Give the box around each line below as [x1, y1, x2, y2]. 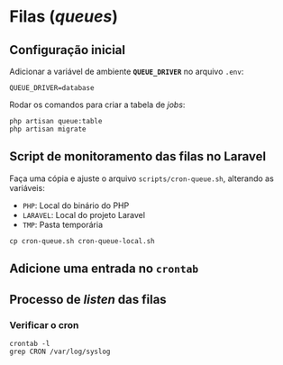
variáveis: [9, 182, 45, 193]
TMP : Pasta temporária [22, 219, 104, 230]
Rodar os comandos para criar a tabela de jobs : [9, 99, 186, 110]
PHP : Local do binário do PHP [22, 200, 130, 211]
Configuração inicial [9, 42, 126, 58]
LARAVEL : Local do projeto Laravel [22, 209, 146, 220]
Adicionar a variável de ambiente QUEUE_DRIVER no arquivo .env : [9, 66, 244, 77]
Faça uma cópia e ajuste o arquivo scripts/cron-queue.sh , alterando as [9, 173, 275, 184]
